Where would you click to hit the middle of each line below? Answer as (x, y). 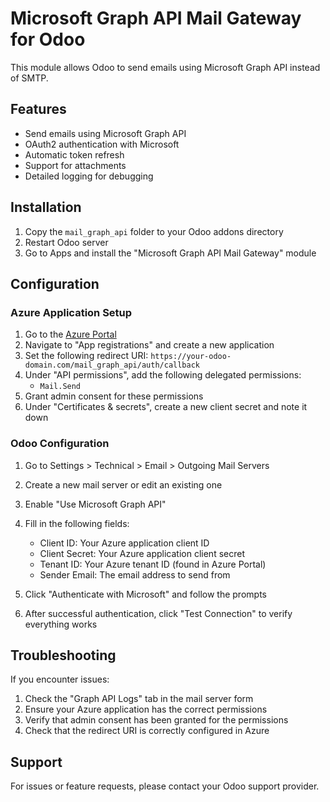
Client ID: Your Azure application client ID (124, 543)
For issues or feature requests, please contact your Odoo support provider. (165, 786)
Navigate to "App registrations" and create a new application (149, 345)
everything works (61, 624)
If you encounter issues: (60, 679)
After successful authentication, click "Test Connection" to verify (158, 613)
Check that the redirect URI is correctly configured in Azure (147, 731)
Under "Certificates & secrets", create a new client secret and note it (166, 407)
